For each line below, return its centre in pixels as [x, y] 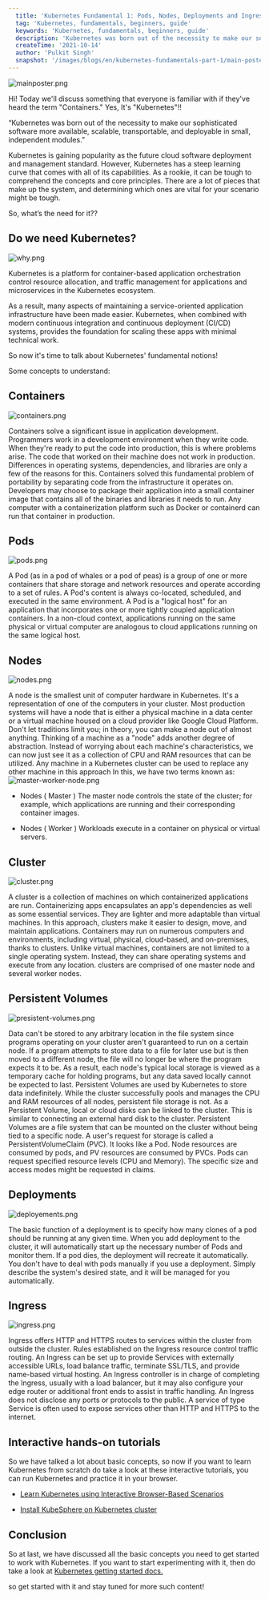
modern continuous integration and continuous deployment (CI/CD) [120, 323]
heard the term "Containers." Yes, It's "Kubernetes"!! [95, 107]
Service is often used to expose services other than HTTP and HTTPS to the [134, 1408]
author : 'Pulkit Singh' [55, 53]
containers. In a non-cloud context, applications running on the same [122, 618]
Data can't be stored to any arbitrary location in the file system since [121, 1033]
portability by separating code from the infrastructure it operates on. [121, 482]
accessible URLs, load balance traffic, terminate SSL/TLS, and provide [124, 1366]
